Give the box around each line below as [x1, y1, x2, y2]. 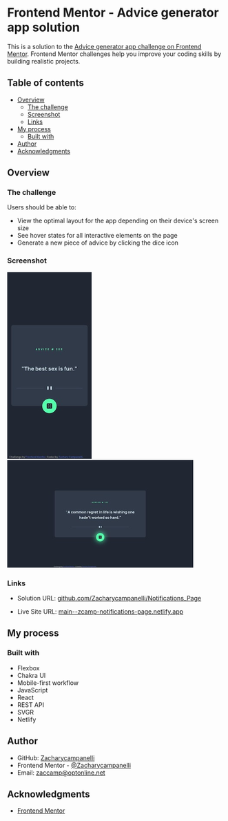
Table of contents [7, 77, 84, 89]
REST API [17, 700, 45, 709]
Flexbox [17, 663, 40, 672]
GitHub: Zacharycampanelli [17, 753, 95, 762]
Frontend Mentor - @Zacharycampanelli [17, 761, 132, 769]
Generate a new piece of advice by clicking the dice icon [17, 238, 179, 247]
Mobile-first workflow [17, 679, 79, 687]
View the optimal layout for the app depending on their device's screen [17, 216, 219, 225]
